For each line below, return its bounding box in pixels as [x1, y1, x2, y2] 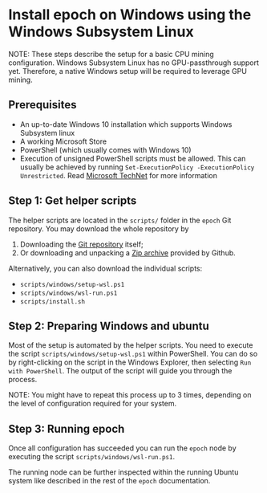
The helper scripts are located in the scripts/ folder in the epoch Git [8, 215, 232, 225]
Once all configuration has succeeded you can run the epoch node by [8, 443, 237, 453]
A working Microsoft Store [19, 136, 107, 146]
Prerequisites [8, 98, 77, 112]
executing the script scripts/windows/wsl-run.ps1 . [8, 452, 175, 462]
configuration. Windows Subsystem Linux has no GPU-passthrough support [8, 58, 259, 67]
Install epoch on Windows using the [8, 6, 252, 24]
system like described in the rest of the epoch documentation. [8, 476, 211, 486]
